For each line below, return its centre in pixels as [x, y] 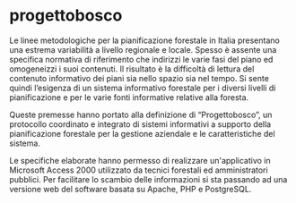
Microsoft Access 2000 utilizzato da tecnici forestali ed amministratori [139, 170]
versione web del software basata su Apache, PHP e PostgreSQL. [131, 189]
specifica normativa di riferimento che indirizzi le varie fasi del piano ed [141, 59]
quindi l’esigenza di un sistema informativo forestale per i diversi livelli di [143, 88]
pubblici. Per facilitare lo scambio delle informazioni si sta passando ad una [148, 179]
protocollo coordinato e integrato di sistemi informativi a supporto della [140, 124]
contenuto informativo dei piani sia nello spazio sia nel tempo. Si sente [139, 78]
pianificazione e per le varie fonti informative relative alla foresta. [129, 97]
